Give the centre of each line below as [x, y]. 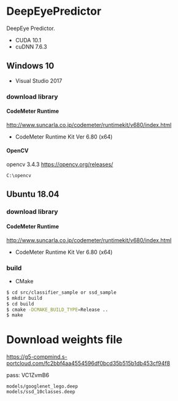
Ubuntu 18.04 [33, 194]
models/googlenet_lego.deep [42, 387]
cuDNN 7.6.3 [31, 47]
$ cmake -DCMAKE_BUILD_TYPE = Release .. [57, 310]
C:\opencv [19, 176]
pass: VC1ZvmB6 [28, 375]
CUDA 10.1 [28, 40]
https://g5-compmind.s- [37, 357]
